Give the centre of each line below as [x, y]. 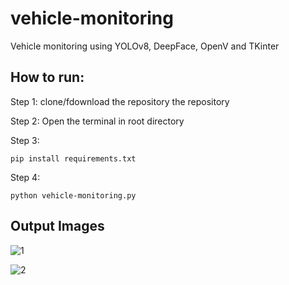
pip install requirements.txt [73, 158]
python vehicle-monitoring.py [73, 195]
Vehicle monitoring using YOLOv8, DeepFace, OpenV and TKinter [145, 46]
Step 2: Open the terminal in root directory [97, 121]
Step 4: [25, 177]
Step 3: [25, 140]
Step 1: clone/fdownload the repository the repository [120, 101]
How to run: [47, 77]
